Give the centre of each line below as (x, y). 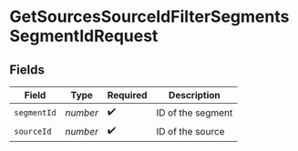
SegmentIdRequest (84, 36)
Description (194, 95)
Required (127, 95)
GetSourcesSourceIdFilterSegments (149, 17)
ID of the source (190, 131)
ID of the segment (195, 113)
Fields (27, 70)
